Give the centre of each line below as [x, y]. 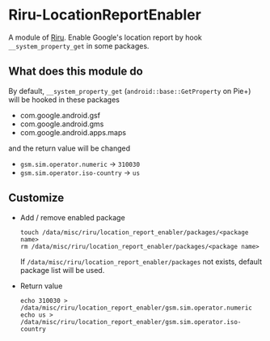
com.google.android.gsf [60, 115]
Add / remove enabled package [72, 217]
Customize [36, 198]
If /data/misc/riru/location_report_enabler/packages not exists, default [141, 262]
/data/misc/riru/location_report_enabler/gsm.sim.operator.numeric [136, 308]
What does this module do [76, 72]
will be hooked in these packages [64, 100]
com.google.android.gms [62, 124]
